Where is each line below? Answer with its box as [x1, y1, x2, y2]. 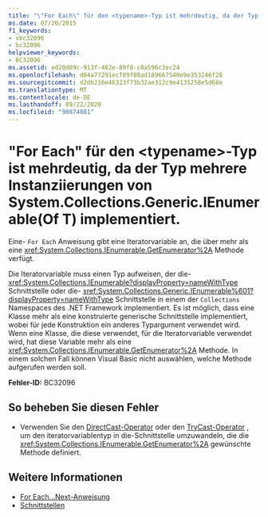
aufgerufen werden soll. [8, 362, 87, 372]
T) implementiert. [62, 211, 181, 228]
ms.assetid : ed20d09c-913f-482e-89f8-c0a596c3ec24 [8, 64, 180, 72]
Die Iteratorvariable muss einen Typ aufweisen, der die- [8, 269, 191, 278]
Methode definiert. [19, 448, 81, 457]
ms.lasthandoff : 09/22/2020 [8, 101, 102, 109]
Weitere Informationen [8, 471, 124, 484]
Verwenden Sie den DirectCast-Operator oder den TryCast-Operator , [19, 422, 250, 432]
